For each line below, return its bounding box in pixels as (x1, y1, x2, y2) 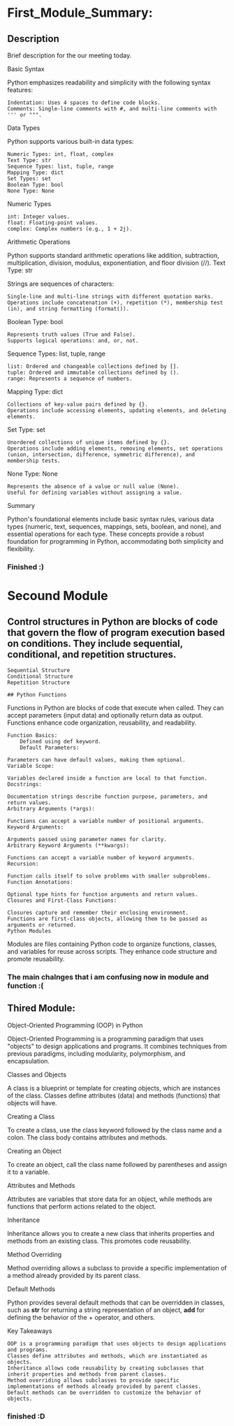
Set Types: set (7, 175, 52, 182)
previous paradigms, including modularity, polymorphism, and (7, 1049, 186, 1058)
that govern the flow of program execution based (7, 627, 226, 639)
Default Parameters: (20, 744, 80, 751)
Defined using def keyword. (20, 738, 101, 745)
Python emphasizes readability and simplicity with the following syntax (7, 78, 211, 87)
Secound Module (7, 588, 108, 604)
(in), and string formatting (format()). (7, 305, 130, 312)
